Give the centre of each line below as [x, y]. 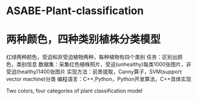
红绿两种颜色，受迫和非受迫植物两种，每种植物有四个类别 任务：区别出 [92, 57]
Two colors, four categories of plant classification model [74, 91]
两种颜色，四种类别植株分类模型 [84, 40]
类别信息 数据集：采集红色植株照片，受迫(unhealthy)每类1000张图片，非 [104, 64]
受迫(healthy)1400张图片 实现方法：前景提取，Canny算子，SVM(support [94, 72]
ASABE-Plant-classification [75, 11]
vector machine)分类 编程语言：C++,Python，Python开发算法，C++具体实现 [99, 79]
